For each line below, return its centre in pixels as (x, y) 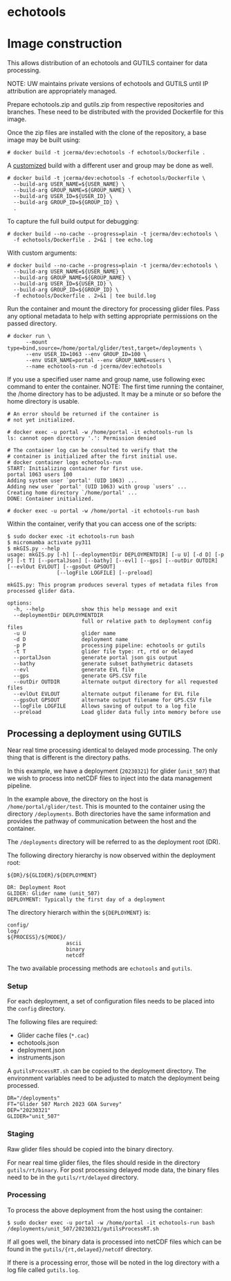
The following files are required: (53, 1022)
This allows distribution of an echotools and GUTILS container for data (107, 63)
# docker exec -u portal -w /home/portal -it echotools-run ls (100, 432)
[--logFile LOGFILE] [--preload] (105, 573)
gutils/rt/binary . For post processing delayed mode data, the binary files (113, 1170)
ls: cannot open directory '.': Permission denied (82, 438)
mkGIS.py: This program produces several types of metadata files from (112, 585)
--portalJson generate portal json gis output (95, 658)
